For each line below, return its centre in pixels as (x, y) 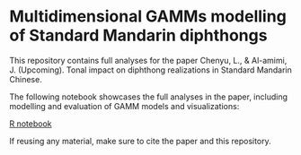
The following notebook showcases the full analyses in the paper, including (149, 97)
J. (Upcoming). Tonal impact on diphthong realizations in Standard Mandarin (150, 70)
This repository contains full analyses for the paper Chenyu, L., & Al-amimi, (148, 60)
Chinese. (26, 79)
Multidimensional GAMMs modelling (148, 17)
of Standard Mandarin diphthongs (138, 35)
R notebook (31, 124)
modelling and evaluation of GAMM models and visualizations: (124, 106)
